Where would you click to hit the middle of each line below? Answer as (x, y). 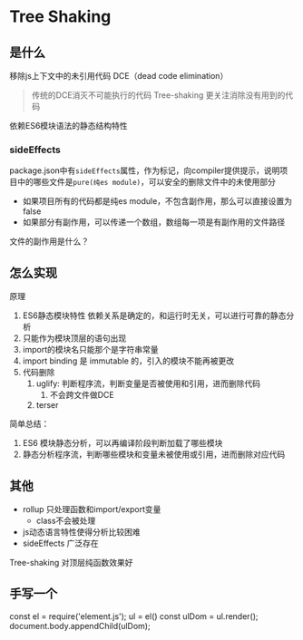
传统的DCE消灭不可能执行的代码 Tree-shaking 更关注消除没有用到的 (158, 95)
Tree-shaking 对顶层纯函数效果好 (71, 562)
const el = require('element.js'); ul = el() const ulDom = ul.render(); (134, 616)
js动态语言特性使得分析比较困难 (81, 531)
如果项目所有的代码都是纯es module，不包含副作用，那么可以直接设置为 (157, 201)
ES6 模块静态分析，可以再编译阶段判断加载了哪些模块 (122, 443)
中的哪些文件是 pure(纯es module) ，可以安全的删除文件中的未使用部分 (147, 182)
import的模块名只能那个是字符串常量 (90, 350)
